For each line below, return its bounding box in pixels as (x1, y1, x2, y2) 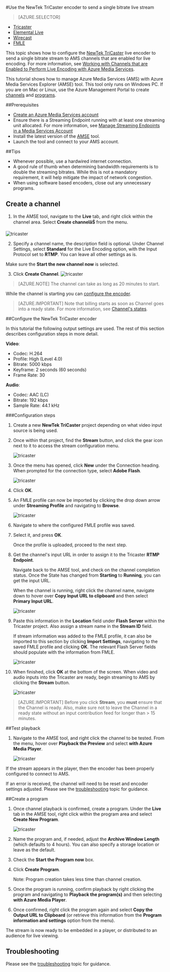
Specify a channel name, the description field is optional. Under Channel (13, 240, 164, 246)
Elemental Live (13, 29, 44, 35)
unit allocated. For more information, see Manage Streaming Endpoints (13, 123, 160, 128)
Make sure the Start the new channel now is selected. (6, 261, 119, 267)
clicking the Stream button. (13, 679, 70, 686)
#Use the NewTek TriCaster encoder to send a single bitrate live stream (6, 5, 154, 10)
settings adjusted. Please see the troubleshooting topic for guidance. (6, 786, 149, 792)
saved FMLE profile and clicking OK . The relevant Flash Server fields (13, 644, 156, 650)
